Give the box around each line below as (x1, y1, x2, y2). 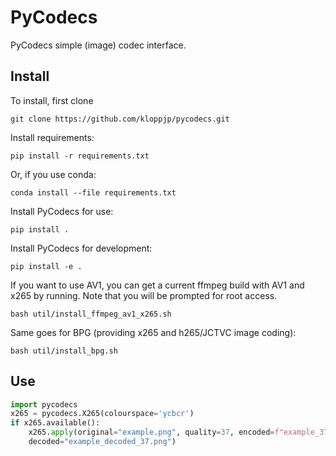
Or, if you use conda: (10, 168, 97, 180)
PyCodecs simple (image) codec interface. (10, 39, 187, 51)
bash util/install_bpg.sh (10, 346, 118, 356)
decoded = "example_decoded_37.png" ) (28, 437, 177, 447)
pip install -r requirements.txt (10, 151, 150, 161)
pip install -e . (10, 261, 83, 271)
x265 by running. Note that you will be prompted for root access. (10, 289, 278, 301)
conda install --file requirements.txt (10, 187, 177, 198)
